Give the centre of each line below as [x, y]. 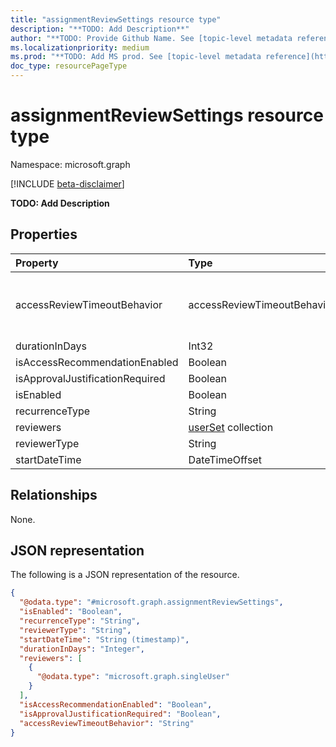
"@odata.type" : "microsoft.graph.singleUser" [133, 677]
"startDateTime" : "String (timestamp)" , [104, 639]
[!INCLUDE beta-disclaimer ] [67, 183]
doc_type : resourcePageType [69, 66]
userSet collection [231, 427]
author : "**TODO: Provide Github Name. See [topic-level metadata [151, 38]
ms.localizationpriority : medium [80, 47]
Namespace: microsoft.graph [70, 164]
